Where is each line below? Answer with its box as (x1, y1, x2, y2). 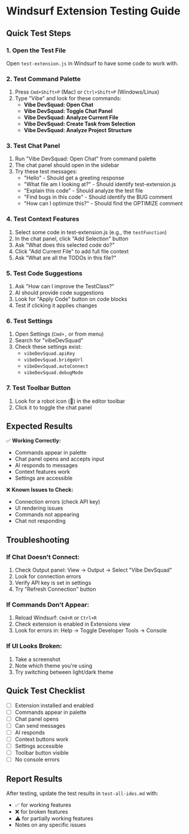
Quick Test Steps (6, 28, 71, 38)
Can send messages (14, 722, 66, 729)
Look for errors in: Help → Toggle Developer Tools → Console (14, 627, 167, 634)
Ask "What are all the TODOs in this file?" (14, 254, 117, 261)
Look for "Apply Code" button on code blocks (14, 295, 127, 303)
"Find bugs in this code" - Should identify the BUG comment (23, 193, 173, 201)
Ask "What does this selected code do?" (14, 241, 115, 249)
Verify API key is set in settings (14, 579, 92, 587)
